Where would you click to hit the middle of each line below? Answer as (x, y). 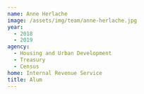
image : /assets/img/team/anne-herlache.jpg (72, 20)
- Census (26, 66)
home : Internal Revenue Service (55, 73)
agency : (19, 47)
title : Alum (25, 80)
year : (15, 27)
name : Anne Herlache (38, 14)
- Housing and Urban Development (63, 54)
